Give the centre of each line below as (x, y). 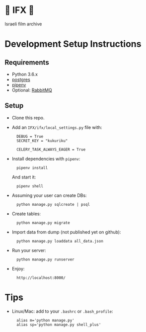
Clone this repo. (28, 118)
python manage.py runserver (46, 259)
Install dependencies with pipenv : (46, 159)
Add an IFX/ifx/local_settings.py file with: (57, 127)
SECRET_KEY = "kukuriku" (42, 141)
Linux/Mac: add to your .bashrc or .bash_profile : (62, 311)
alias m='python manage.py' (46, 320)
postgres (21, 80)
